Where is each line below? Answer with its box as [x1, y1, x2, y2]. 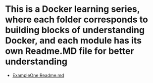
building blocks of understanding [5, 25, 145, 36]
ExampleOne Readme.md [12, 72, 64, 78]
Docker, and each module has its [5, 35, 142, 46]
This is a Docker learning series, [5, 3, 140, 15]
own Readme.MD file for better [5, 45, 135, 57]
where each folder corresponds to [5, 14, 149, 25]
